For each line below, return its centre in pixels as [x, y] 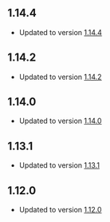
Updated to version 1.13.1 [59, 165]
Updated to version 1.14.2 [60, 77]
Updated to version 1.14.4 [61, 32]
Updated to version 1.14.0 [60, 121]
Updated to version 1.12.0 [60, 210]
